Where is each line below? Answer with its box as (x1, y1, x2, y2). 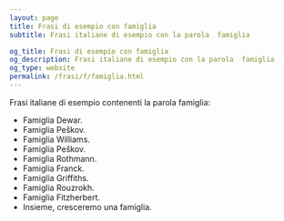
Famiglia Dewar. (22, 115, 84, 126)
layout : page (9, 13, 59, 23)
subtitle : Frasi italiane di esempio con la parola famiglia (9, 30, 250, 39)
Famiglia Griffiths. (22, 172, 89, 183)
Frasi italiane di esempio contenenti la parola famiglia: (9, 96, 211, 107)
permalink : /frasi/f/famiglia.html (9, 72, 145, 82)
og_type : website (9, 64, 76, 73)
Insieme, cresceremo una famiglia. (22, 201, 152, 212)
